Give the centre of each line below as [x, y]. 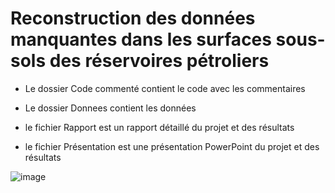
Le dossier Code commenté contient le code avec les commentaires [165, 88]
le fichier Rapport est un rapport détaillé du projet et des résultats [159, 127]
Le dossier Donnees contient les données [110, 108]
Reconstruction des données [133, 18]
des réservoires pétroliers [159, 61]
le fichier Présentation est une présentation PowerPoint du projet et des [172, 146]
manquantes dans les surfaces [141, 39]
